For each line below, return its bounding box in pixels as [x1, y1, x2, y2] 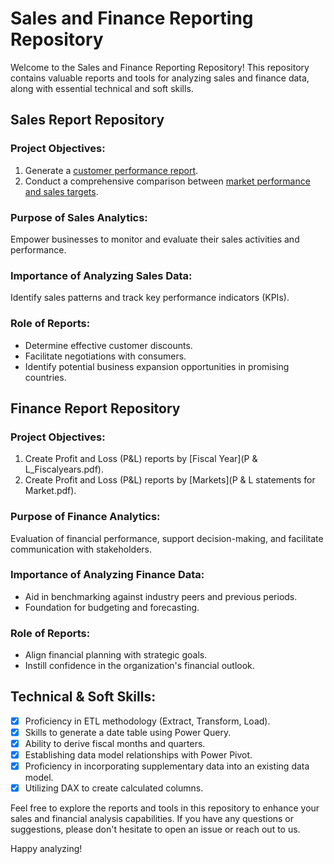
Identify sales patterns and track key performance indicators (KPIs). [10, 292, 290, 304]
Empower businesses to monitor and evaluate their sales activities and [10, 233, 300, 245]
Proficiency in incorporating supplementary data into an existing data [24, 760, 310, 772]
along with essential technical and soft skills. [10, 82, 194, 94]
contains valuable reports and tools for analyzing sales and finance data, [10, 72, 310, 84]
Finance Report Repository [10, 400, 181, 417]
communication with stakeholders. [10, 543, 152, 555]
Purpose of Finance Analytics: [10, 510, 161, 524]
